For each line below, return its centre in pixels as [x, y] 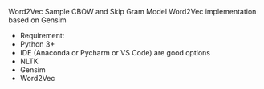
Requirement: [42, 36]
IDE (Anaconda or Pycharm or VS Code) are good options [115, 53]
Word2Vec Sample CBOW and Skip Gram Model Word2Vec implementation [132, 12]
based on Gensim [37, 20]
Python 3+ [37, 44]
